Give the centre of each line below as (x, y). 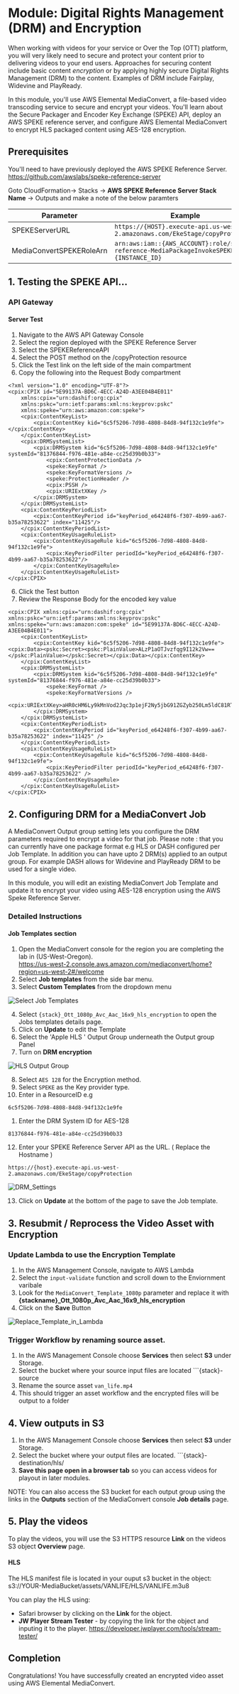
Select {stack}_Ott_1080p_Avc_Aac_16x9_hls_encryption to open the (117, 1015)
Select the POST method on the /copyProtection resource (102, 357)
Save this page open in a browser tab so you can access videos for (117, 1470)
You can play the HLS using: (49, 1599)
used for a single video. (43, 869)
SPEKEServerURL (41, 230)
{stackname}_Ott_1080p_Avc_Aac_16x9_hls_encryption (101, 1300)
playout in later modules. (54, 1478)
